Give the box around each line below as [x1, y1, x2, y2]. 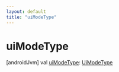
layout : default [6, 8, 46, 15]
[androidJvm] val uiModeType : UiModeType [6, 59, 113, 66]
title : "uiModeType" [6, 14, 57, 20]
